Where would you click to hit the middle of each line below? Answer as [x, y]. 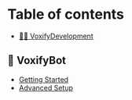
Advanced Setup [46, 87]
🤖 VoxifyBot [37, 61]
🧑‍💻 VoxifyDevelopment [56, 36]
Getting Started [43, 79]
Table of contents [66, 14]
